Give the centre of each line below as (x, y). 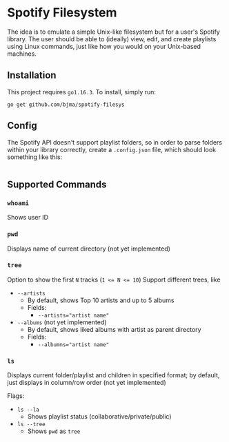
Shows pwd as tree (54, 431)
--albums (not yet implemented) (62, 322)
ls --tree (31, 425)
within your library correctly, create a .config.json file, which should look (111, 149)
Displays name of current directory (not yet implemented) (89, 249)
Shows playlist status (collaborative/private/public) (99, 417)
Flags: (16, 396)
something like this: (35, 157)
